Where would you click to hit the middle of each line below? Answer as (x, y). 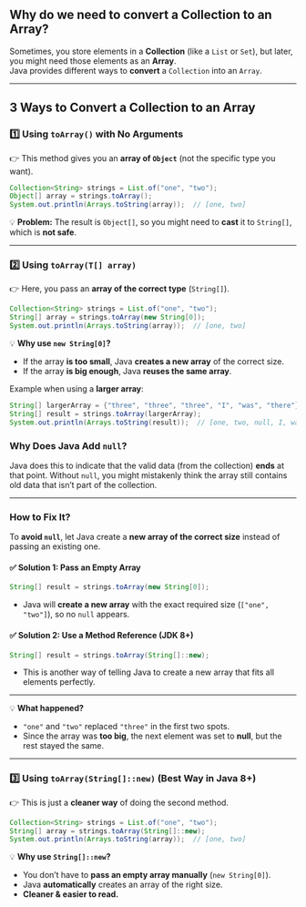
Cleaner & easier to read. (71, 894)
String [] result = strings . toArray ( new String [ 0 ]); (109, 587)
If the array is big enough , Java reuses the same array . (127, 372)
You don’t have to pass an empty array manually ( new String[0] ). (147, 875)
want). (21, 171)
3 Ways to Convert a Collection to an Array (133, 108)
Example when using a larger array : (76, 389)
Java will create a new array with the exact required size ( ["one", (146, 605)
